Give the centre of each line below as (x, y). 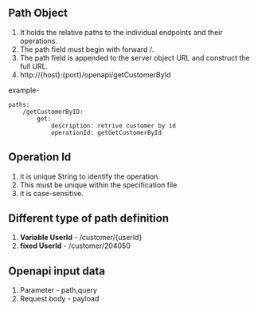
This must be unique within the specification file (98, 185)
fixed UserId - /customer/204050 (75, 246)
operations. (39, 41)
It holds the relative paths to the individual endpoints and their (121, 32)
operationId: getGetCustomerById (106, 132)
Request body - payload (59, 299)
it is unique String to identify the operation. (90, 176)
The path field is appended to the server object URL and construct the (135, 57)
